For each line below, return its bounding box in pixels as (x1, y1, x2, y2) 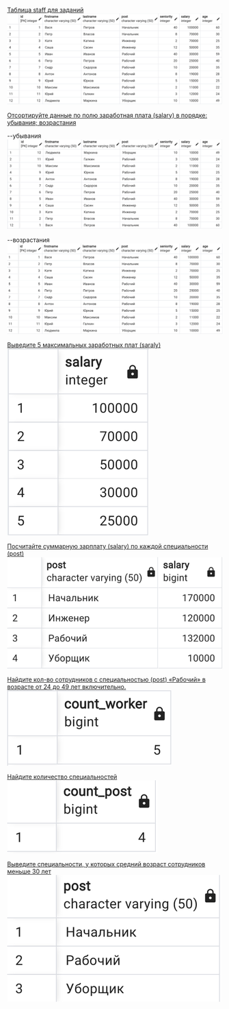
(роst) (7, 550, 25, 558)
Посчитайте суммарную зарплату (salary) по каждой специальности (7, 542, 208, 550)
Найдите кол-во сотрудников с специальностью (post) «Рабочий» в (7, 675, 206, 683)
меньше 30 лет (7, 867, 51, 875)
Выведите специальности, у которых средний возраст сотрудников (7, 860, 206, 868)
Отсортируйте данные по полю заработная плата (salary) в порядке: (7, 111, 208, 119)
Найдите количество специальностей (7, 773, 118, 781)
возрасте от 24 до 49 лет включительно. (7, 682, 126, 691)
